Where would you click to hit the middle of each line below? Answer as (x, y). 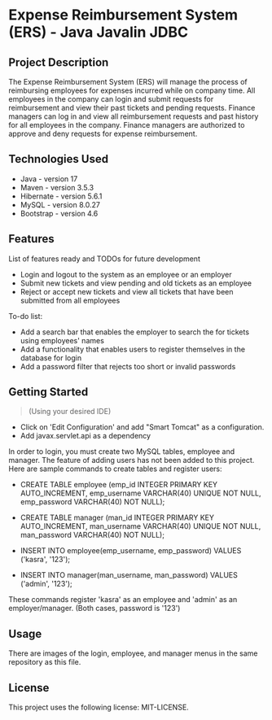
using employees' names (62, 340)
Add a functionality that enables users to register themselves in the (133, 349)
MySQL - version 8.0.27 (60, 204)
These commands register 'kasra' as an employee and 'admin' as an (123, 600)
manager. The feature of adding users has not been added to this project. (132, 460)
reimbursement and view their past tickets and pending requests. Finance (132, 108)
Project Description (59, 62)
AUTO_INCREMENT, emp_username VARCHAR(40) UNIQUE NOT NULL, (141, 493)
